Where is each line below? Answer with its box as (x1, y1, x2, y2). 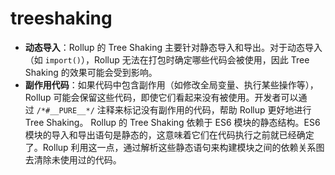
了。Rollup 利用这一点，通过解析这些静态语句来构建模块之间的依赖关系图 (24, 141, 325, 153)
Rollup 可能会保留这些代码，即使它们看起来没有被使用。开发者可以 (24, 91, 299, 103)
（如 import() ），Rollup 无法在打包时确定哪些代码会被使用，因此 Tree (24, 53, 310, 66)
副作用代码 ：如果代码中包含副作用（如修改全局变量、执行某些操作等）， (24, 78, 319, 91)
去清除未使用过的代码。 (24, 153, 122, 166)
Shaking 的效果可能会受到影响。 (24, 66, 158, 78)
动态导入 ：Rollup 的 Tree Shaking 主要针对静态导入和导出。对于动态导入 (24, 41, 323, 53)
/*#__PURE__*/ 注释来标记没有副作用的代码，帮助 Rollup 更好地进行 (36, 103, 312, 116)
